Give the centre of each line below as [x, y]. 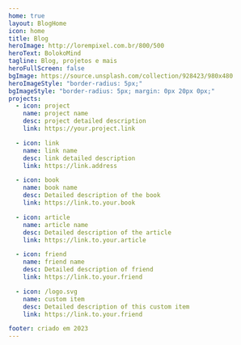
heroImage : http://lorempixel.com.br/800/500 [86, 46]
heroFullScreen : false [47, 69]
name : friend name [54, 262]
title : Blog [28, 38]
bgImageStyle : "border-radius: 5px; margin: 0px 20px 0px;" [112, 91]
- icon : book [38, 180]
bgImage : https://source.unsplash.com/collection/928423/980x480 [120, 76]
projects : [25, 99]
